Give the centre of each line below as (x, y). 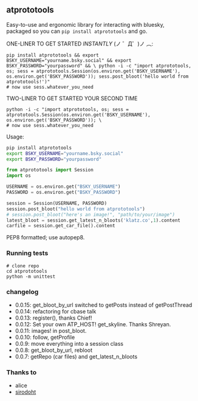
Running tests (27, 253)
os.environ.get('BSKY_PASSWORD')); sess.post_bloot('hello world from (97, 76)
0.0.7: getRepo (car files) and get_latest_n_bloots (76, 356)
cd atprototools (27, 271)
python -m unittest (31, 276)
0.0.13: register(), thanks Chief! (53, 318)
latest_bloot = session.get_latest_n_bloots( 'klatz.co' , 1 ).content (94, 220)
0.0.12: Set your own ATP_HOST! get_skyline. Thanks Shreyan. (93, 324)
